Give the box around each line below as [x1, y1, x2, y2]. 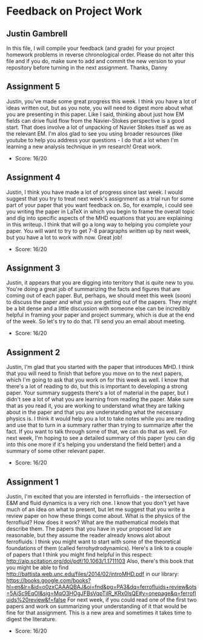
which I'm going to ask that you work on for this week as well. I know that [6, 376, 189, 384]
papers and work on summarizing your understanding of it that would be [6, 603, 187, 610]
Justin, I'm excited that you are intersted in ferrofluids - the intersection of [6, 493, 191, 500]
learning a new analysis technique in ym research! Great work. [6, 143, 162, 150]
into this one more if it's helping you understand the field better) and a [6, 441, 181, 448]
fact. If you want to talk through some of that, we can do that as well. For [6, 428, 188, 435]
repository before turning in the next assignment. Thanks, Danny [6, 64, 168, 71]
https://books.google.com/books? [6, 577, 91, 584]
